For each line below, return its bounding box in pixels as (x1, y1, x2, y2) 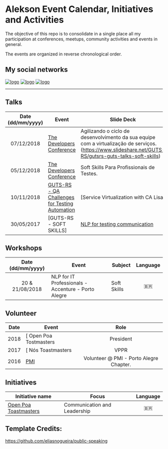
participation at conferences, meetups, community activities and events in (5, 36, 157, 42)
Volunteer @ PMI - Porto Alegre (83, 355, 158, 362)
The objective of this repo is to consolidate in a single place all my (5, 30, 141, 36)
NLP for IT (51, 273, 75, 280)
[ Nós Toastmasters (25, 346, 72, 353)
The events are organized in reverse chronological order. (5, 51, 122, 57)
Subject (111, 261, 131, 268)
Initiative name (15, 393, 51, 399)
